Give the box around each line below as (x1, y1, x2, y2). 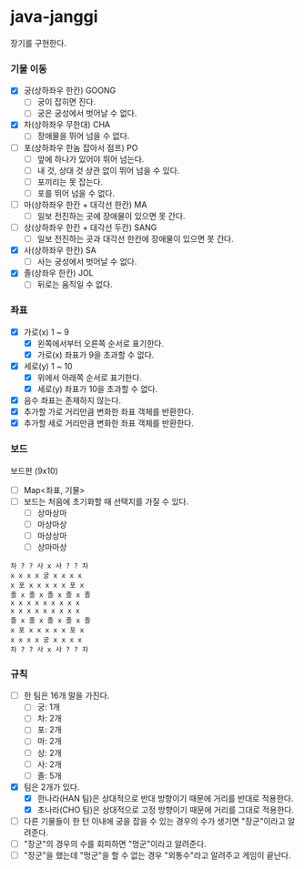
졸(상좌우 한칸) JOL (23, 268, 94, 278)
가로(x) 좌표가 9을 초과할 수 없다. (36, 349, 155, 360)
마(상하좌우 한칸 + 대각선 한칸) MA (23, 198, 147, 210)
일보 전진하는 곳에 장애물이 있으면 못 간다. (36, 210, 186, 221)
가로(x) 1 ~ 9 (23, 326, 69, 338)
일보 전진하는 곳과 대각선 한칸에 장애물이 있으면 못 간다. (36, 234, 235, 245)
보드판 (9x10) (10, 465, 58, 476)
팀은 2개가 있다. (23, 781, 80, 793)
